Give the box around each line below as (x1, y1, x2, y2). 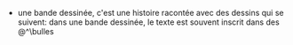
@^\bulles (17, 26, 55, 36)
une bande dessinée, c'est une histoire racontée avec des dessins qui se (17, 8, 284, 18)
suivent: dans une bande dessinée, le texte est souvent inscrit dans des (17, 17, 280, 27)
